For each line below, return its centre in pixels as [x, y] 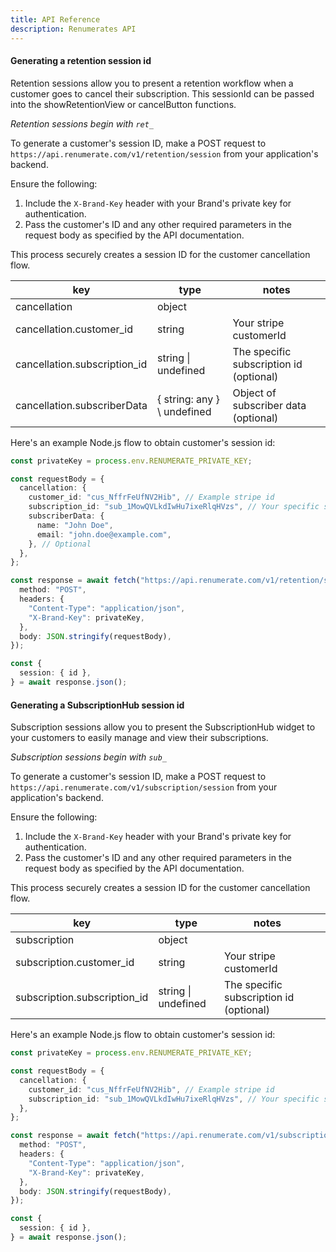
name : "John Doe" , [75, 525]
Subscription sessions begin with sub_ [88, 757]
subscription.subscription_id [82, 998]
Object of [254, 393]
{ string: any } [188, 399]
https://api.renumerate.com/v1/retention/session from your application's [164, 153]
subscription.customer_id [75, 963]
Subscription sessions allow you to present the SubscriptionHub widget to [163, 727]
